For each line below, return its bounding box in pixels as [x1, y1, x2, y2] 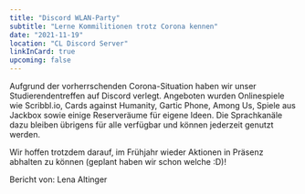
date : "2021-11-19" [9, 30, 84, 39]
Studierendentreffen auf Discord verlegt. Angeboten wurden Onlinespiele [9, 90, 285, 101]
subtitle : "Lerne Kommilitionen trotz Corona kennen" [9, 22, 219, 31]
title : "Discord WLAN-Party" [9, 13, 121, 23]
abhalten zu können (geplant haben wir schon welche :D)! [9, 157, 226, 167]
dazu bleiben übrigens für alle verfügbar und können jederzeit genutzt [9, 119, 274, 130]
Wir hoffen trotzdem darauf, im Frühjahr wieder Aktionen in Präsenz [9, 147, 264, 158]
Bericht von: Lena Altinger [9, 174, 108, 185]
